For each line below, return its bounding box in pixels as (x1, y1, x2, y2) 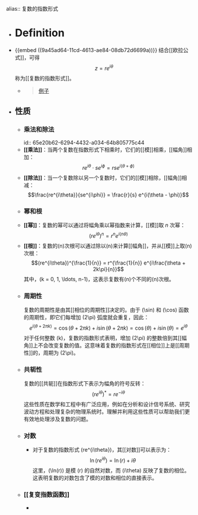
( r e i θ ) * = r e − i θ (91, 390, 126, 398)
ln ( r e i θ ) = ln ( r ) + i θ (90, 456, 136, 463)
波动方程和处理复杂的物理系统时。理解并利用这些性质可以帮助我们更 (23, 408, 190, 415)
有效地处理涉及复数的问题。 (23, 415, 92, 422)
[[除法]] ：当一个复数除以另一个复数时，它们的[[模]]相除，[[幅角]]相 (23, 174, 187, 181)
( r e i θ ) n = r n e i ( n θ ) (88, 231, 129, 239)
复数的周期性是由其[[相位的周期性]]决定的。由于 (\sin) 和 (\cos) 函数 (23, 307, 190, 314)
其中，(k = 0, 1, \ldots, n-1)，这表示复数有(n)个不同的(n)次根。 (23, 275, 175, 282)
